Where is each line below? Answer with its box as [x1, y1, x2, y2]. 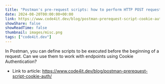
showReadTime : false [5, 26, 48, 30]
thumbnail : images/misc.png [5, 30, 63, 35]
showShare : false [5, 21, 41, 26]
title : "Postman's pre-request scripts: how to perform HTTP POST [5, 7, 144, 12]
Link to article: [12, 68, 41, 74]
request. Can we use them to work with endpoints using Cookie [5, 53, 134, 59]
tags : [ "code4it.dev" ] [5, 35, 52, 40]
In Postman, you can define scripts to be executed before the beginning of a [5, 48, 160, 54]
